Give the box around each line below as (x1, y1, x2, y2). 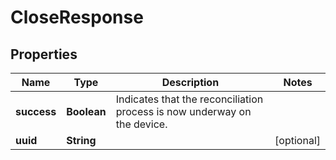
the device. (115, 117, 168, 131)
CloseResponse (10, 6, 144, 29)
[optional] (274, 134, 321, 147)
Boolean (66, 105, 107, 118)
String (66, 134, 97, 147)
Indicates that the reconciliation (115, 92, 264, 106)
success (15, 105, 57, 118)
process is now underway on (115, 105, 252, 118)
